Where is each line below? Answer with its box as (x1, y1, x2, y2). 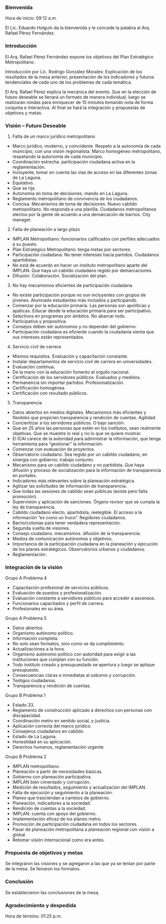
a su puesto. (12, 241, 38, 247)
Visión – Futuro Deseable (5, 122, 66, 129)
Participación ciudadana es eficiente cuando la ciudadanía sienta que (12, 328, 155, 334)
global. (12, 832, 27, 838)
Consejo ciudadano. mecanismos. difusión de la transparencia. (12, 530, 141, 536)
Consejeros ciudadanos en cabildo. (12, 728, 85, 734)
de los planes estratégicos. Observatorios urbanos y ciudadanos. (12, 546, 146, 552)
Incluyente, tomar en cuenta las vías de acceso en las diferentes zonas (12, 169, 157, 175)
